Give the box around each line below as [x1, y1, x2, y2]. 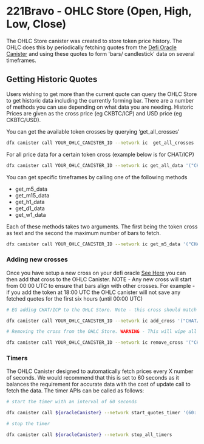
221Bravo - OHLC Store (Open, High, [6, 4, 192, 18]
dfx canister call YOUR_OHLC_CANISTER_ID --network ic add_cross [6, 318, 175, 324]
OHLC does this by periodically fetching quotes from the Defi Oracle [6, 44, 177, 51]
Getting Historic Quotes [6, 74, 98, 84]
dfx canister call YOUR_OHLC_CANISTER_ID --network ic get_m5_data [6, 241, 181, 247]
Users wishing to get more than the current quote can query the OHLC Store [6, 90, 197, 98]
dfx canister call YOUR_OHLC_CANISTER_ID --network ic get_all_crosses [6, 140, 194, 146]
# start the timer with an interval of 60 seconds [6, 399, 137, 405]
